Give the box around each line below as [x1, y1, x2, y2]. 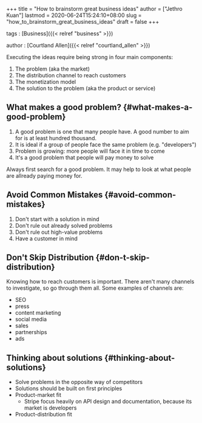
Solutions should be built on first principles [15, 385, 123, 392]
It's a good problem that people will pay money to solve [15, 153, 154, 161]
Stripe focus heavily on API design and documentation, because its [24, 398, 192, 405]
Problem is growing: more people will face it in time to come [15, 147, 165, 155]
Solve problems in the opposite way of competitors [15, 379, 143, 386]
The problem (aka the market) [15, 65, 90, 72]
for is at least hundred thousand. [15, 134, 97, 142]
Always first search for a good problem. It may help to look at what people [6, 166, 192, 173]
